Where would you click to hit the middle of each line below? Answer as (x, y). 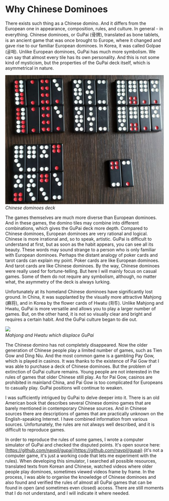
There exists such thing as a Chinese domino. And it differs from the (76, 23)
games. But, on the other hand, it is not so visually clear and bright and (78, 314)
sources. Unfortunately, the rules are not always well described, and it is (80, 424)
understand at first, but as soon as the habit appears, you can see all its (79, 244)
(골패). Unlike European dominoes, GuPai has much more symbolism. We (80, 51)
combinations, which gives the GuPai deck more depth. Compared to (77, 229)
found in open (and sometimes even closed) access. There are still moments (84, 488)
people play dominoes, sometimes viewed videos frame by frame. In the (80, 472)
